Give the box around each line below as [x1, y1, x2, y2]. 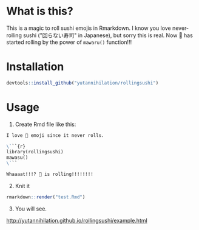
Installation [6, 60, 64, 74]
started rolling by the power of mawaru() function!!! [6, 38, 132, 46]
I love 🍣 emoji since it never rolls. [6, 132, 104, 138]
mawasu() [6, 155, 29, 161]
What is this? [6, 4, 74, 18]
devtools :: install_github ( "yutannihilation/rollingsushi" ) [6, 80, 159, 86]
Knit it [15, 182, 30, 189]
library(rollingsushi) [6, 149, 64, 155]
